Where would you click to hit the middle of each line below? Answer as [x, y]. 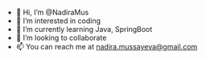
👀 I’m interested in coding [58, 21]
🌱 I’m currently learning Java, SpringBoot [84, 29]
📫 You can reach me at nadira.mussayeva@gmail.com [107, 47]
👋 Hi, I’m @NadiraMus [52, 12]
